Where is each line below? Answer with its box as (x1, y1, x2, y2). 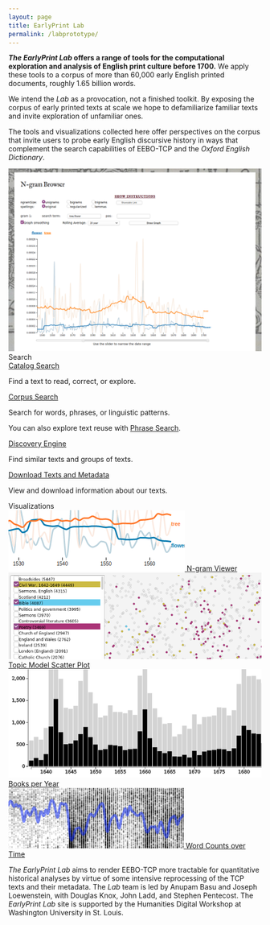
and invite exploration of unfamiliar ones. (8, 111, 144, 121)
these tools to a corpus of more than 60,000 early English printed (8, 70, 225, 80)
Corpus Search (8, 392, 59, 402)
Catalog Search (8, 361, 60, 370)
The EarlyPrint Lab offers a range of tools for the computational (8, 53, 225, 63)
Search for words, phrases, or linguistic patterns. (8, 407, 170, 418)
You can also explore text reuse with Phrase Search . (8, 423, 181, 433)
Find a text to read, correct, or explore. (8, 377, 137, 386)
